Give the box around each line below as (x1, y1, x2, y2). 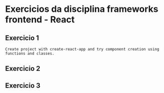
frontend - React (5, 14, 75, 25)
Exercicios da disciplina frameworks (5, 3, 159, 15)
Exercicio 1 (5, 34, 39, 42)
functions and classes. (5, 51, 55, 56)
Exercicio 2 (5, 64, 41, 73)
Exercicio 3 (5, 81, 41, 90)
